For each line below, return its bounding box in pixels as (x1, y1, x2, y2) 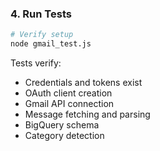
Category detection (24, 130, 105, 142)
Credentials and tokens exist (24, 77, 143, 89)
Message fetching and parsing (24, 108, 151, 121)
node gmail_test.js (10, 39, 92, 49)
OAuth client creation (24, 87, 113, 99)
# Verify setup (10, 30, 74, 40)
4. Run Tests (10, 7, 72, 21)
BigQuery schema (24, 119, 100, 131)
